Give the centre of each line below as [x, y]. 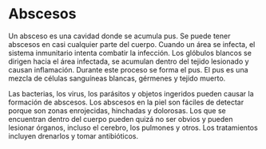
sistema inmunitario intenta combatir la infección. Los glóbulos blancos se [130, 53]
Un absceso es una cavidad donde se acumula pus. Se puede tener [119, 36]
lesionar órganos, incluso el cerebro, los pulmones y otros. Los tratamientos [133, 127]
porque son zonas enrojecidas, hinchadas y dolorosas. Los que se [117, 110]
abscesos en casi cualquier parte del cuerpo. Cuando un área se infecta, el [132, 44]
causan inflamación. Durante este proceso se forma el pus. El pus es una [129, 69]
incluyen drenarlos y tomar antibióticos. [73, 135]
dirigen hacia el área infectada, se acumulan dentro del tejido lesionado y [129, 61]
